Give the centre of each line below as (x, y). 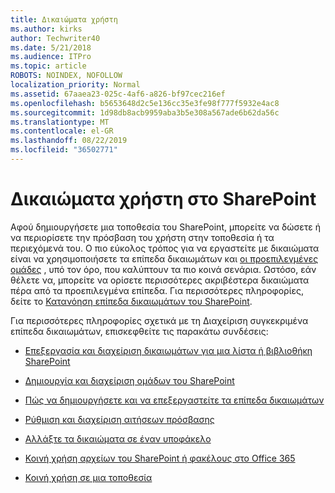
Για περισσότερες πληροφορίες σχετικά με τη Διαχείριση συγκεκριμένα (159, 320)
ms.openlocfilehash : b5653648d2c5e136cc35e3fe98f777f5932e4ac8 (145, 103)
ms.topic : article (48, 66)
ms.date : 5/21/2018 (51, 47)
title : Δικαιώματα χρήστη (64, 19)
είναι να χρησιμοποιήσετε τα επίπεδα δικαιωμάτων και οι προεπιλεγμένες (164, 258)
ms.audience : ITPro (51, 57)
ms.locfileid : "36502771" (64, 150)
